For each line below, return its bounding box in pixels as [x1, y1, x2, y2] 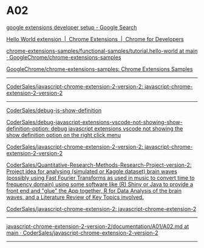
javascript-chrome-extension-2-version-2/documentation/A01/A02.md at [6, 223, 189, 230]
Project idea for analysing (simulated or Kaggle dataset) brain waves [6, 167, 177, 175]
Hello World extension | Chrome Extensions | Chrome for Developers [6, 35, 184, 42]
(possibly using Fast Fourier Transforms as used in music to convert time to [6, 174, 195, 181]
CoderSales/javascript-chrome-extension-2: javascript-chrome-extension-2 [6, 205, 197, 212]
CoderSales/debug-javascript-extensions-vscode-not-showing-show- [6, 118, 183, 126]
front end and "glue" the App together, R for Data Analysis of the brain [6, 187, 182, 194]
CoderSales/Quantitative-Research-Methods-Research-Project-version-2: [6, 161, 192, 169]
